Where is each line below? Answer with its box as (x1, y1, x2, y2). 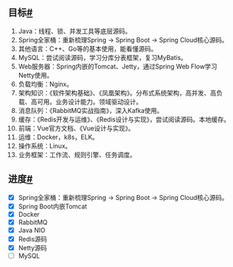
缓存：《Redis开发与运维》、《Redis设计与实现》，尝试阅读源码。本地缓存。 (18, 115, 230, 124)
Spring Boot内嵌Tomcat (18, 202, 88, 210)
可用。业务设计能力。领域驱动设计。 (37, 97, 143, 106)
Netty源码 (18, 244, 47, 252)
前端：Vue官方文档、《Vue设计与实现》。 (18, 124, 135, 132)
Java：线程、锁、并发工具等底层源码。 (18, 27, 132, 35)
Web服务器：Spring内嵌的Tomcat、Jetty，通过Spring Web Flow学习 (18, 62, 217, 71)
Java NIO (18, 225, 46, 235)
